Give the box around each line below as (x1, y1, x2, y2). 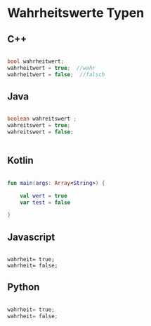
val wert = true (20, 192, 68, 199)
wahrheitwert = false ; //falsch (7, 71, 105, 78)
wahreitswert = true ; (7, 122, 71, 129)
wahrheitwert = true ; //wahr (7, 64, 96, 71)
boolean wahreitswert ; (7, 115, 77, 123)
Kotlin (7, 155, 34, 167)
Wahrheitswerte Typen (7, 5, 145, 21)
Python (7, 281, 40, 294)
